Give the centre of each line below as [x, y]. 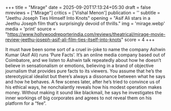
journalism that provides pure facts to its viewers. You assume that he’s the [84, 71]
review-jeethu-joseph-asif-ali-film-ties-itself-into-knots [63, 40]
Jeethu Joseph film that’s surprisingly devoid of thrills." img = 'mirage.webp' [85, 23]
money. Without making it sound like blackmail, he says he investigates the [83, 92]
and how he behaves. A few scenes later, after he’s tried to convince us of [83, 82]
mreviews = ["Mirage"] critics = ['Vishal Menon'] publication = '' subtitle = [83, 13]
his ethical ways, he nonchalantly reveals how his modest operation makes [83, 87]
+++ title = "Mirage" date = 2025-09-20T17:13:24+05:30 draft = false [78, 7]
